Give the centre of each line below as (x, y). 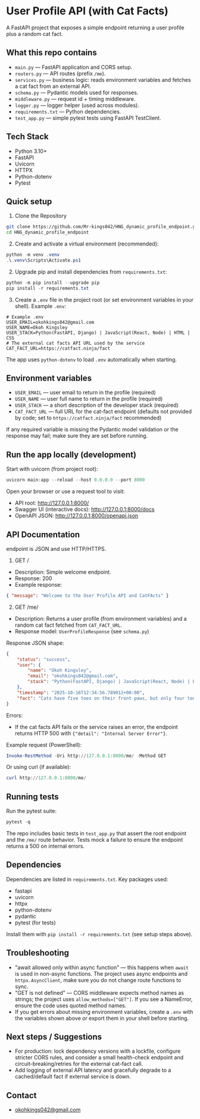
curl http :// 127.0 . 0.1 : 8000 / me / (46, 778)
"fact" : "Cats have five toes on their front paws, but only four (101, 698)
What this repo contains (51, 53)
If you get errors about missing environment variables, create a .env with (104, 1011)
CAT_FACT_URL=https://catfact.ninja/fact (58, 348)
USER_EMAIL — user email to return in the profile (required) (85, 393)
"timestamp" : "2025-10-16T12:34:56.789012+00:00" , (81, 692)
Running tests (33, 797)
